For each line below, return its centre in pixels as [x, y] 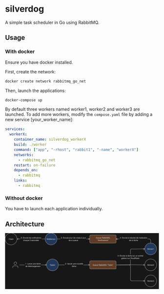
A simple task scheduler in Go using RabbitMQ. [52, 22]
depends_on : [26, 170]
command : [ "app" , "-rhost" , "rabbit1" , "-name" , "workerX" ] [76, 149]
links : [20, 181]
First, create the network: [31, 72]
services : [15, 129]
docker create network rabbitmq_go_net [46, 81]
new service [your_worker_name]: [39, 120]
